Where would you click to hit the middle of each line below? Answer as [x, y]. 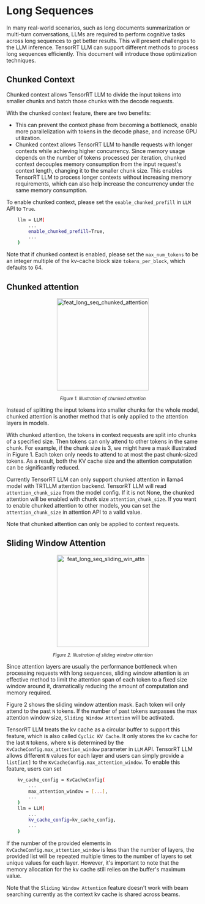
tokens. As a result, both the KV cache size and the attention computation [99, 461]
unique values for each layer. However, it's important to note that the [93, 863]
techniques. [21, 60]
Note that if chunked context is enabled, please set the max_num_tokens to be [102, 254]
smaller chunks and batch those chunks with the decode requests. [90, 101]
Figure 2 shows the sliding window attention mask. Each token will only [96, 704]
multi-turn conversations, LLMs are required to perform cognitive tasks [96, 34]
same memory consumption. [51, 190]
